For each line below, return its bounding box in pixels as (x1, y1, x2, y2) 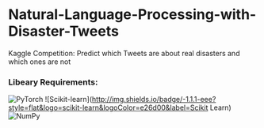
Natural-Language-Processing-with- (8, 6, 257, 24)
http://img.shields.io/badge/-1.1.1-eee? (91, 95, 216, 104)
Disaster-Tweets (8, 22, 119, 40)
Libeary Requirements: (8, 77, 98, 88)
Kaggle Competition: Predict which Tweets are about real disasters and (8, 48, 240, 58)
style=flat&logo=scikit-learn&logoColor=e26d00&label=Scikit (8, 103, 209, 112)
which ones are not (8, 57, 71, 66)
